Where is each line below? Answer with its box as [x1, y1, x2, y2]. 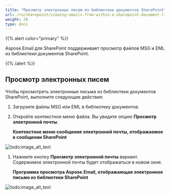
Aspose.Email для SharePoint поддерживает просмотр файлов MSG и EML [5, 45, 165, 51]
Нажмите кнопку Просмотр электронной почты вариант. [12, 154, 139, 160]
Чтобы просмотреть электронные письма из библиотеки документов [5, 89, 156, 95]
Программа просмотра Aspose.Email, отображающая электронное [12, 169, 163, 175]
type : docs [5, 21, 28, 27]
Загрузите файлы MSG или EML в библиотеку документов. [12, 104, 140, 110]
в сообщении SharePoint [12, 134, 67, 140]
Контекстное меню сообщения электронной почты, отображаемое [12, 129, 163, 135]
